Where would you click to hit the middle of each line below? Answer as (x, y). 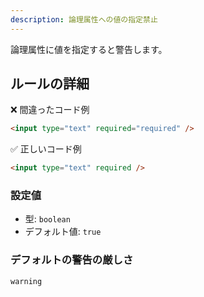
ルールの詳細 (50, 84)
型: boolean (47, 219)
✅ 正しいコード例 (46, 149)
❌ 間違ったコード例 (50, 110)
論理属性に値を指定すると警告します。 (89, 49)
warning (26, 281)
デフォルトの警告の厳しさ (72, 260)
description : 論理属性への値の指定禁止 (84, 19)
